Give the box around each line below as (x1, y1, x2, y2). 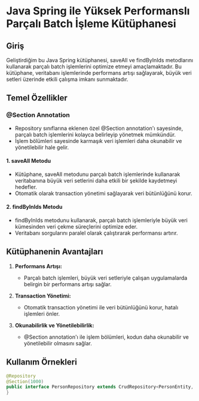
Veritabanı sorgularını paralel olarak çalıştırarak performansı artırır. (14, 229, 178, 237)
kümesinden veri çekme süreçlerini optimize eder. (14, 223, 138, 230)
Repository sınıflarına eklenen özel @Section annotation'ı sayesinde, (14, 124, 183, 132)
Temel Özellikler (6, 93, 68, 103)
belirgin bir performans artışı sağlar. (23, 280, 112, 288)
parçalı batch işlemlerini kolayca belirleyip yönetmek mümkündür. (14, 130, 176, 138)
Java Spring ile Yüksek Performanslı (6, 4, 190, 18)
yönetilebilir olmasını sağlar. (23, 339, 93, 347)
